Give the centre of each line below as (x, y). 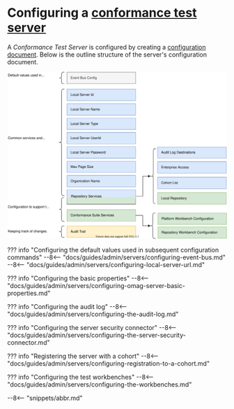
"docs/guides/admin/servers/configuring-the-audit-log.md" (93, 314)
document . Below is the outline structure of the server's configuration (107, 55)
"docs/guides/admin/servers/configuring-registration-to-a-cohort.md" (109, 364)
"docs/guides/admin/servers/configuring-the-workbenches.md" (100, 385)
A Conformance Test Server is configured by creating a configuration (107, 47)
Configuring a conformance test (102, 13)
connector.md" (29, 343)
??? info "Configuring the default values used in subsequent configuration (113, 250)
